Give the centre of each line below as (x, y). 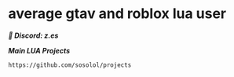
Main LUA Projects (39, 50)
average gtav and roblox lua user (117, 14)
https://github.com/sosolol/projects (70, 65)
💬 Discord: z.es (33, 35)
